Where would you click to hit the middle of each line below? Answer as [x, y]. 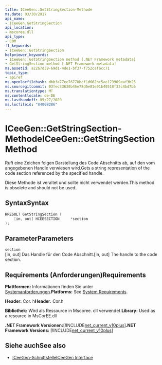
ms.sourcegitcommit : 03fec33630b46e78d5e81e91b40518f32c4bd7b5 [71, 86]
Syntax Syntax [27, 203]
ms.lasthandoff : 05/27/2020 [34, 100]
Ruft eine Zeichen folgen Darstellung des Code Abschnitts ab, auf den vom [80, 163]
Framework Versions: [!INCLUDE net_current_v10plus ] [59, 330]
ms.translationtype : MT [29, 91]
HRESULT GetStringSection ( [34, 214]
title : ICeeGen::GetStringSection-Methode [49, 9]
